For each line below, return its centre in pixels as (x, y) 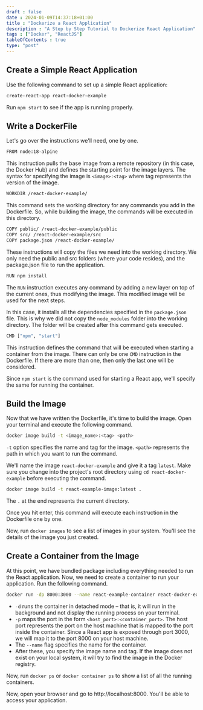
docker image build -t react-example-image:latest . (74, 489)
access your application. (37, 700)
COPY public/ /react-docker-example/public (62, 229)
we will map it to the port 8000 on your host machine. (82, 638)
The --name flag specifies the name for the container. (81, 645)
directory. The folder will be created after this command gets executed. (95, 324)
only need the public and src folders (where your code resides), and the (96, 258)
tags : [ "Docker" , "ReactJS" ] (44, 34)
